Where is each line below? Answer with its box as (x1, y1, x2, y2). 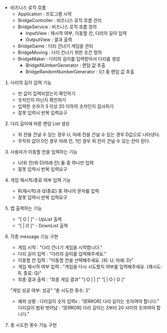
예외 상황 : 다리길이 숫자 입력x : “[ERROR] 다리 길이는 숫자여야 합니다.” (17, 298, 159, 304)
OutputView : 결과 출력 (25, 36, 73, 43)
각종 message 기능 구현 (10, 233, 58, 240)
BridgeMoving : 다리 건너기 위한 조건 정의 (17, 49, 102, 55)
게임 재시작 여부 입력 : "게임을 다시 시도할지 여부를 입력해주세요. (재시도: (17, 264, 162, 269)
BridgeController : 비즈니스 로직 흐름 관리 (17, 17, 102, 23)
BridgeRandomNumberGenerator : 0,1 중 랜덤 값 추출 (25, 69, 135, 74)
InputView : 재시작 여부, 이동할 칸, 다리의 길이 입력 (25, 30, 127, 36)
